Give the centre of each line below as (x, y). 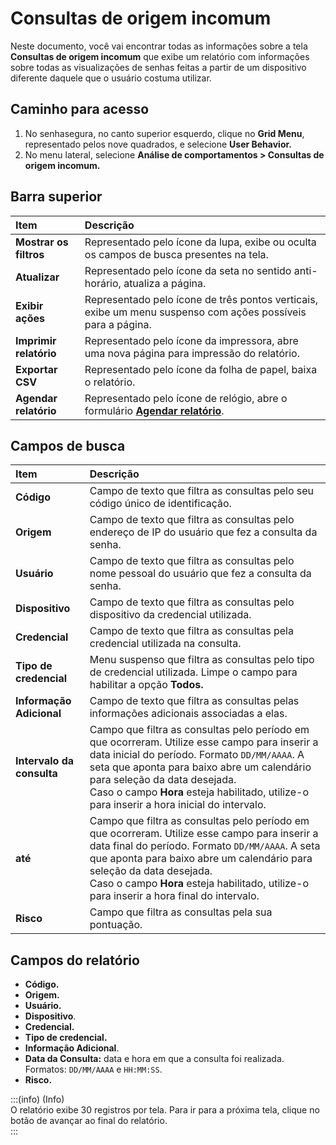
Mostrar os (42, 242)
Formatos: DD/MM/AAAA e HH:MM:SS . (93, 1069)
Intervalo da (44, 761)
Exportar (36, 369)
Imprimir (36, 340)
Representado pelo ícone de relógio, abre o (186, 398)
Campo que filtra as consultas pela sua (181, 912)
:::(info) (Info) (37, 1099)
